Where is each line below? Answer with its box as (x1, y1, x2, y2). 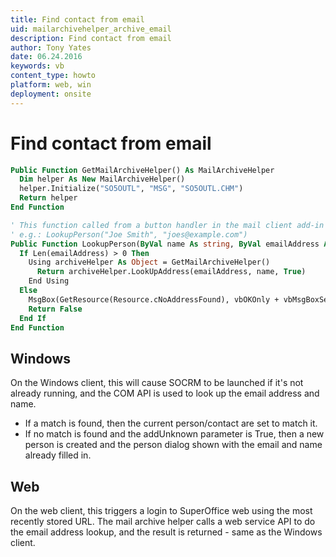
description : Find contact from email (10, 33, 172, 43)
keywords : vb (10, 61, 65, 71)
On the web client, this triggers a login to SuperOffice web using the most (10, 505, 313, 517)
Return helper (19, 193, 78, 203)
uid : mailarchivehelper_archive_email (10, 24, 172, 34)
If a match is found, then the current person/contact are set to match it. (24, 417, 318, 430)
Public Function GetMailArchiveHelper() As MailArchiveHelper (10, 165, 275, 175)
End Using (28, 276, 70, 286)
